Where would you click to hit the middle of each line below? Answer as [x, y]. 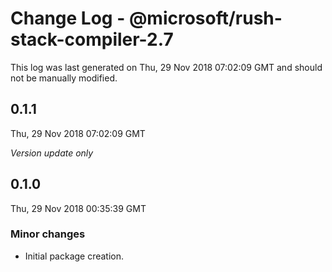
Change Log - [68, 18]
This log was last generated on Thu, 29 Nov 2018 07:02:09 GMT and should [166, 67]
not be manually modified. [64, 78]
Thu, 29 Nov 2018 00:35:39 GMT [78, 208]
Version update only [52, 153]
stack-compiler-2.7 [92, 39]
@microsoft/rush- [205, 18]
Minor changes [48, 234]
